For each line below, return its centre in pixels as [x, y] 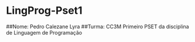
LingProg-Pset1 [45, 11]
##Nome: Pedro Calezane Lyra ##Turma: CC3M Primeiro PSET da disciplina [97, 26]
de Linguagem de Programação [44, 32]
